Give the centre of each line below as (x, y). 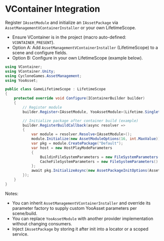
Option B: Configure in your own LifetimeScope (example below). (77, 58)
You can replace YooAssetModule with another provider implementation (83, 219)
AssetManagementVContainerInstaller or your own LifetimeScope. (71, 27)
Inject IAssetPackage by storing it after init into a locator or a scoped (80, 229)
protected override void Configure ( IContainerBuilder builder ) (80, 99)
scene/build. (25, 213)
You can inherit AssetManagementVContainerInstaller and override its (81, 203)
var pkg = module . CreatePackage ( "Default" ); (77, 143)
